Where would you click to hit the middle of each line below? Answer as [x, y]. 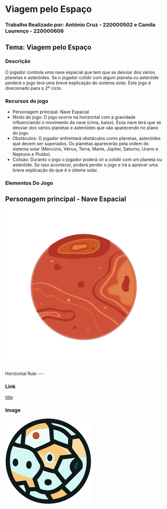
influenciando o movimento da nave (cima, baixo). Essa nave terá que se [87, 123]
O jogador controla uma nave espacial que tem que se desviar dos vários [80, 72]
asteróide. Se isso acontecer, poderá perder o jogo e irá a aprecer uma [85, 165]
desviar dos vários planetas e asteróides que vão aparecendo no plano [85, 128]
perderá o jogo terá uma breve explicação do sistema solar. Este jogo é [78, 83]
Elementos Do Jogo [29, 183]
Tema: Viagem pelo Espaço [48, 47]
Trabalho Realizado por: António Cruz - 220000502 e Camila [80, 25]
